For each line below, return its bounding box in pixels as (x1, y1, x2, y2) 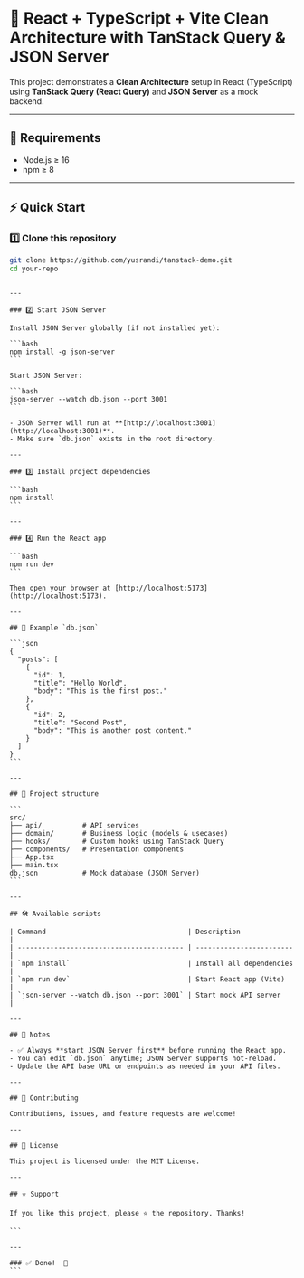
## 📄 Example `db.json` (9, 623, 100, 632)
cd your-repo (9, 264, 59, 274)
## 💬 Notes (9, 1030, 51, 1039)
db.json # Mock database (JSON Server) (9, 868, 201, 878)
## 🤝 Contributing (9, 1093, 79, 1103)
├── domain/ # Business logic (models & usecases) (9, 829, 229, 838)
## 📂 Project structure (9, 790, 100, 799)
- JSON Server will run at (9, 419, 111, 428)
